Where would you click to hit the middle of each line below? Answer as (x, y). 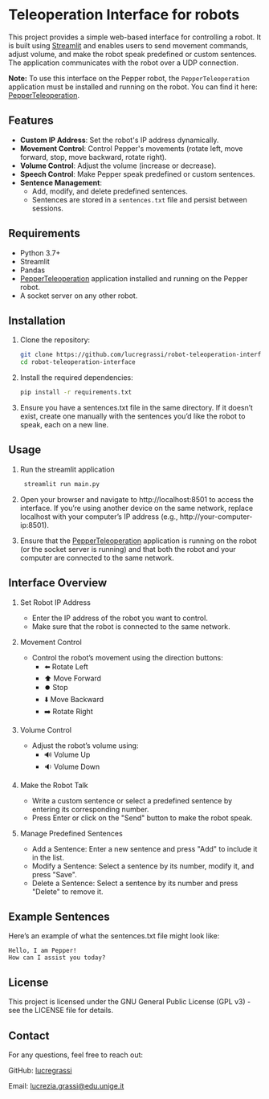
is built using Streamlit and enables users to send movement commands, (128, 45)
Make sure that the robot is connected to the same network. (131, 626)
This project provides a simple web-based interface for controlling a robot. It (135, 37)
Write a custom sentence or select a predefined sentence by (132, 800)
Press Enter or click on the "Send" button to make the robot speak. (142, 818)
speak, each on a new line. (64, 425)
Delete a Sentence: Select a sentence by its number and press (135, 883)
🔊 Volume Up (67, 754)
